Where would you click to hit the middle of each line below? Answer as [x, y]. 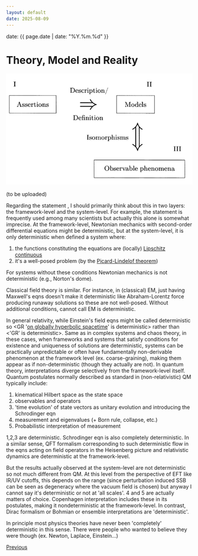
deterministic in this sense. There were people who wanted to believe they [97, 529]
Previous [17, 547]
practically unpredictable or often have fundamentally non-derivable [89, 352]
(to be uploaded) [27, 194]
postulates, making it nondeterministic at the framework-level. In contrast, [96, 505]
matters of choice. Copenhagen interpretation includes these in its [87, 499]
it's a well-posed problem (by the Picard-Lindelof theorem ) [86, 261]
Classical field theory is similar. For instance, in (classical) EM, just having [95, 290]
